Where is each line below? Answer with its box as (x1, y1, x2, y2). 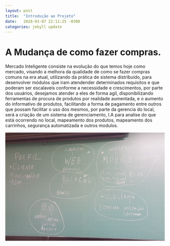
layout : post (5, 8, 33, 13)
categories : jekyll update (5, 24, 62, 29)
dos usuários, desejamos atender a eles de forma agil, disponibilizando (5, 90, 153, 96)
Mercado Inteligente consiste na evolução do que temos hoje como (5, 63, 146, 69)
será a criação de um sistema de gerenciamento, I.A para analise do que (5, 112, 156, 118)
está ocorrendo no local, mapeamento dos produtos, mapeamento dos (5, 117, 153, 124)
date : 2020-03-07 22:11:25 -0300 (5, 19, 80, 24)
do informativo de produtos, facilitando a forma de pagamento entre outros (5, 101, 162, 107)
